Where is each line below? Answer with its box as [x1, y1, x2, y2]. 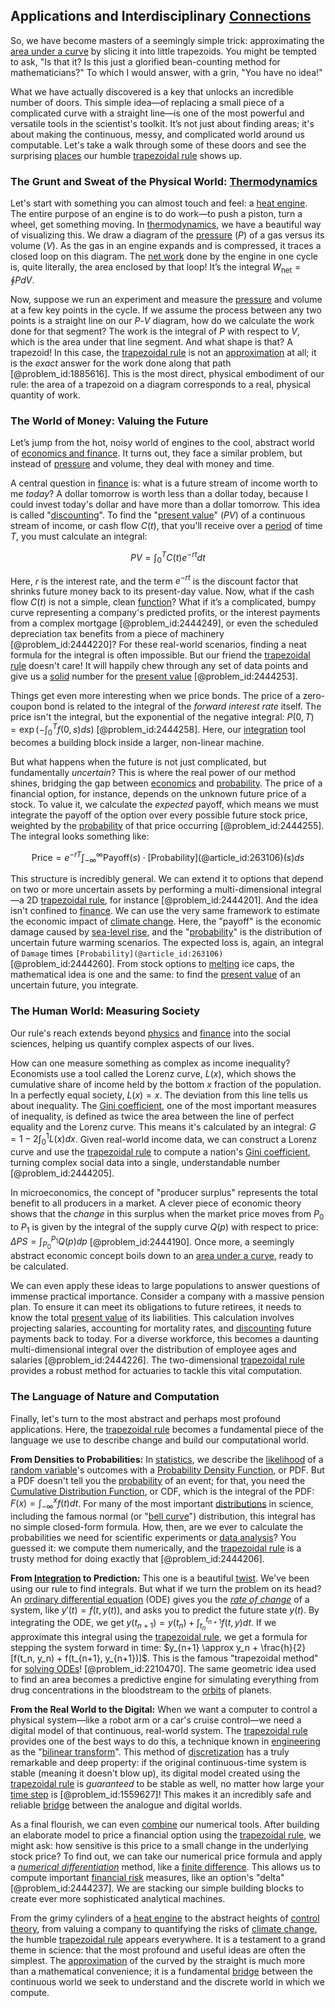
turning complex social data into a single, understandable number [10, 1156, 281, 1168]
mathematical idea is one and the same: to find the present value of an [10, 969, 301, 981]
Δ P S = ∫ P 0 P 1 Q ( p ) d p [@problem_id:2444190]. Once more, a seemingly [10, 1234, 295, 1251]
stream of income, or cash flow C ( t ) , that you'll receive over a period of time [10, 520, 323, 532]
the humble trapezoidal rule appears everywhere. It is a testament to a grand [10, 1933, 326, 1945]
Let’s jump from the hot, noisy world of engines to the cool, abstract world [10, 437, 315, 449]
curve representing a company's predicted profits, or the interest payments [10, 607, 321, 619]
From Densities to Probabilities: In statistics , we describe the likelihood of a [10, 1453, 324, 1465]
